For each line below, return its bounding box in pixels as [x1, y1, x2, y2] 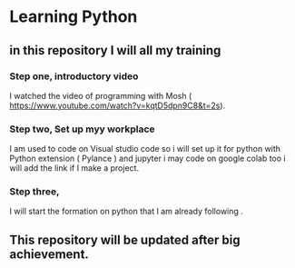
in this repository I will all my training [9, 43, 221, 58]
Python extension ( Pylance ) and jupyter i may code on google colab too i [9, 153, 286, 164]
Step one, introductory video [9, 70, 139, 83]
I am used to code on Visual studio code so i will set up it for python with [9, 144, 281, 154]
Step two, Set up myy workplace [9, 123, 155, 135]
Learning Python [9, 6, 138, 27]
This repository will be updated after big [9, 232, 241, 247]
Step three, [9, 185, 60, 198]
